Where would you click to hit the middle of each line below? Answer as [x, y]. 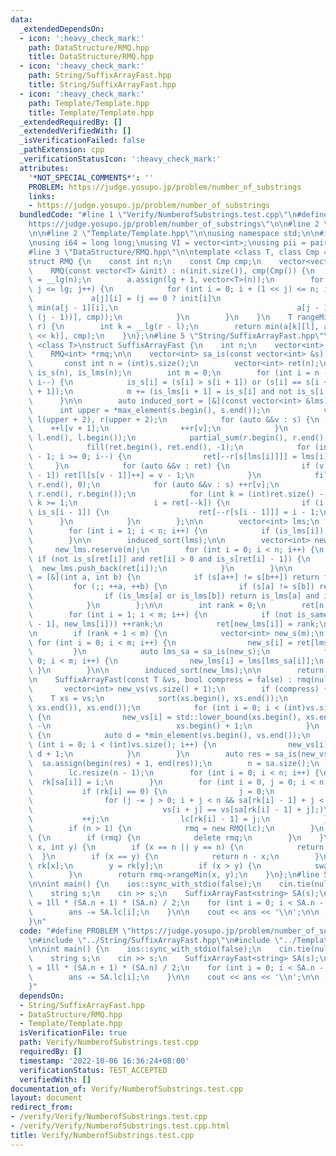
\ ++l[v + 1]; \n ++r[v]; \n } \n [158, 429]
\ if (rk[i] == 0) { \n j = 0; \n [151, 791]
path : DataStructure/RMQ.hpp [89, 47]
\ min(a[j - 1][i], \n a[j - [174, 308]
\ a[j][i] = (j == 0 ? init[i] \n [125, 299]
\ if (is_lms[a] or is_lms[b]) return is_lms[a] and [174, 596]
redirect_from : [42, 1107]
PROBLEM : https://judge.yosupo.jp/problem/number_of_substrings [165, 187]
